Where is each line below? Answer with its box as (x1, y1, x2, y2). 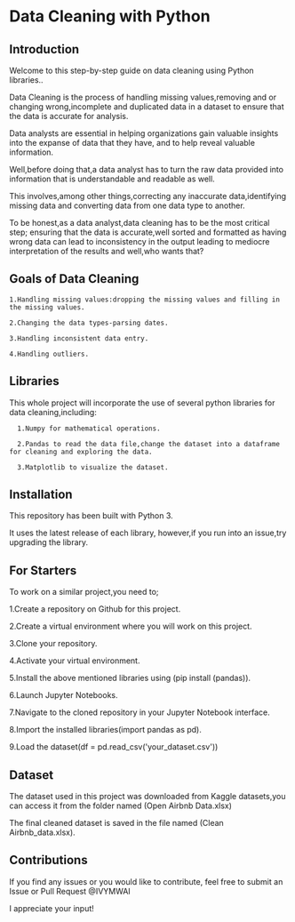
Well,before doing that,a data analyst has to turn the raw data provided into (9, 164, 284, 174)
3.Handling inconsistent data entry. (9, 333, 149, 343)
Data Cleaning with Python (9, 6, 211, 27)
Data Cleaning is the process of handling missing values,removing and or (9, 92, 277, 102)
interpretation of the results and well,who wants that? (9, 246, 204, 256)
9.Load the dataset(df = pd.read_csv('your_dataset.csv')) (9, 742, 219, 752)
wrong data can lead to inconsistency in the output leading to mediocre (9, 237, 270, 246)
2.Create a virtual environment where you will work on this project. (9, 621, 252, 632)
